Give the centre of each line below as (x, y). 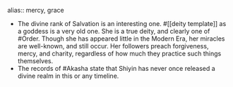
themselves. (35, 61)
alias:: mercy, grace (36, 10)
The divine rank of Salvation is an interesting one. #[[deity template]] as (122, 24)
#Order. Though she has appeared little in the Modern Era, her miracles (121, 39)
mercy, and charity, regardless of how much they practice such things (119, 53)
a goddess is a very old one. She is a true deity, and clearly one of (114, 31)
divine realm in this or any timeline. (68, 76)
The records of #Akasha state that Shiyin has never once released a (116, 68)
